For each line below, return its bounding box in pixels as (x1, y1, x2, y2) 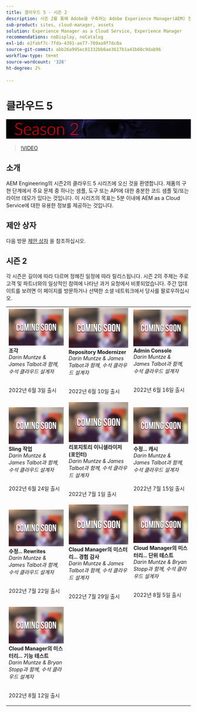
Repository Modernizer (68, 349, 127, 356)
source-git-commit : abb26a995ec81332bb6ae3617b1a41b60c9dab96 (6, 47, 161, 53)
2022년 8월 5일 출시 (133, 591, 182, 598)
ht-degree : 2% (6, 65, 41, 71)
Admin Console (133, 347, 172, 354)
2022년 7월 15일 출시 (133, 485, 185, 492)
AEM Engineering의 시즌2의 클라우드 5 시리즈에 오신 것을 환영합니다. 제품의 (6, 180, 181, 187)
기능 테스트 (23, 652, 49, 660)
